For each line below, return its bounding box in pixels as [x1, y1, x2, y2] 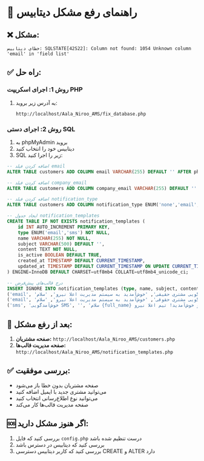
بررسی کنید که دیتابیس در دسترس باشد [15, 441, 105, 448]
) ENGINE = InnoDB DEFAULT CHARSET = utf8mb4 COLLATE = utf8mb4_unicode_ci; [7, 269, 189, 275]
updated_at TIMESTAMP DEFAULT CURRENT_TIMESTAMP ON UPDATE [18, 263, 170, 270]
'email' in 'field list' [7, 51, 70, 57]
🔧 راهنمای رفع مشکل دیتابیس [7, 5, 137, 19]
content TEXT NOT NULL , [18, 246, 78, 253]
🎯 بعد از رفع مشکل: [7, 319, 73, 329]
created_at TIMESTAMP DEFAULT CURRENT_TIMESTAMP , [18, 258, 146, 264]
